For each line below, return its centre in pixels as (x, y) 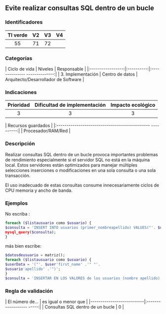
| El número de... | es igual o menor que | (46, 302)
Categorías (19, 58)
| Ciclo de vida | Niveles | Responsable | (46, 69)
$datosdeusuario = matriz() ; (35, 255)
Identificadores (24, 22)
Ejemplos (17, 203)
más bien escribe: (23, 246)
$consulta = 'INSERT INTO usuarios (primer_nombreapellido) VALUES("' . (80, 227)
